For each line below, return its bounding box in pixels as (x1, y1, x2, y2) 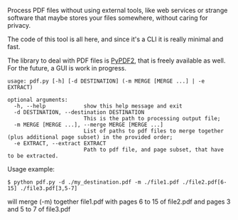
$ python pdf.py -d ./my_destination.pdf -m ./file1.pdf (7, 179, 180, 186)
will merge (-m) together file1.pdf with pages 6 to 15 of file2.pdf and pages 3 (7, 197, 231, 206)
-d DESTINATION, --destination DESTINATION (13, 109, 144, 116)
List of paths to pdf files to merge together (83, 127, 224, 135)
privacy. (7, 21, 31, 29)
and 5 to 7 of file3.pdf (7, 205, 71, 213)
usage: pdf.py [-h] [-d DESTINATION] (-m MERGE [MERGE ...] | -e (7, 78, 205, 85)
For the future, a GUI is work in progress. (7, 64, 126, 72)
